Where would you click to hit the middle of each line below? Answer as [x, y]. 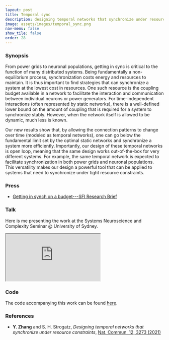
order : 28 [16, 38]
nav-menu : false [22, 29]
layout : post [19, 10]
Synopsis [17, 55]
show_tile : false [23, 33]
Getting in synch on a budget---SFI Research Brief [65, 196]
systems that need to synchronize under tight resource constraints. [75, 173]
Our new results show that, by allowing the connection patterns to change [82, 130]
